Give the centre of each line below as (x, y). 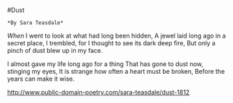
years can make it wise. (41, 79)
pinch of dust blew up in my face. (55, 50)
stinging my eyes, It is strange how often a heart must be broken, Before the (116, 71)
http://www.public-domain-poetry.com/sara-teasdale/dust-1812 (98, 92)
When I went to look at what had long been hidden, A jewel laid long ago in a (116, 35)
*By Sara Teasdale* (35, 23)
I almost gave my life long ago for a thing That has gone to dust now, (105, 64)
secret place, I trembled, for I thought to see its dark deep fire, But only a (111, 43)
